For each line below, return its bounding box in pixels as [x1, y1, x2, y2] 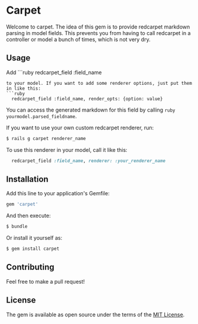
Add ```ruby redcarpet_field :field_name [6, 69, 102, 76]
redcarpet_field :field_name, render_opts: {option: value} [11, 96, 163, 101]
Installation [6, 174, 49, 184]
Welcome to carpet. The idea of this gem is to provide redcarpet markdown [6, 23, 190, 30]
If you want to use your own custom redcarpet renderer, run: [6, 124, 154, 131]
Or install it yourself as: [6, 234, 62, 242]
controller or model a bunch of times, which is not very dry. [6, 36, 151, 43]
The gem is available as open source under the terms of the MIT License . [6, 311, 185, 318]
